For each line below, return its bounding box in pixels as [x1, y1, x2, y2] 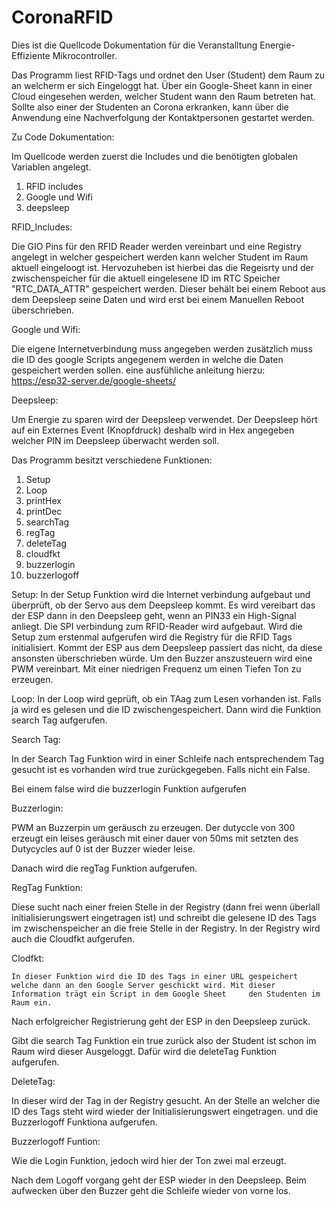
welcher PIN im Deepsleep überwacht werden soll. [11, 434, 220, 446]
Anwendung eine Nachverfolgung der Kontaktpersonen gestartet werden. [11, 111, 315, 123]
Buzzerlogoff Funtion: [11, 1135, 101, 1147]
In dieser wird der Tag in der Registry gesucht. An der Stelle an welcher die [11, 1094, 321, 1106]
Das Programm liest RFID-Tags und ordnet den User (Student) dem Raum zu [11, 69, 325, 81]
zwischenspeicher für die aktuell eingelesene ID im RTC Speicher [11, 272, 281, 284]
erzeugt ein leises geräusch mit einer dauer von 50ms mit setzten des [11, 832, 299, 844]
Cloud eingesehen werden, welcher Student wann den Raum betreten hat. [11, 90, 316, 102]
